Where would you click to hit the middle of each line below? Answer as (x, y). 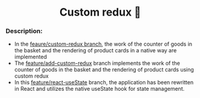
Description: (24, 31)
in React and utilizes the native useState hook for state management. (99, 89)
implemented (31, 57)
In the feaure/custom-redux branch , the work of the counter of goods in (103, 44)
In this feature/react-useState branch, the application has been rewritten (104, 82)
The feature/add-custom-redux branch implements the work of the (97, 63)
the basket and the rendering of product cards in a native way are (95, 51)
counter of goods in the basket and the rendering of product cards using (104, 70)
